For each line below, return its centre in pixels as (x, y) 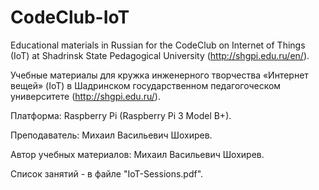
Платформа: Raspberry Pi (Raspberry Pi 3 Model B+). (121, 115)
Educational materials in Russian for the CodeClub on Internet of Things (158, 45)
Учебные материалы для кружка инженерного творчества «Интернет (159, 75)
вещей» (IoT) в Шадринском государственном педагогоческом (146, 85)
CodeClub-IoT (70, 17)
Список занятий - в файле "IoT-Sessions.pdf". (107, 173)
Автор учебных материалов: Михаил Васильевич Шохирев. (137, 154)
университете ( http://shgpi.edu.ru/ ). (85, 96)
